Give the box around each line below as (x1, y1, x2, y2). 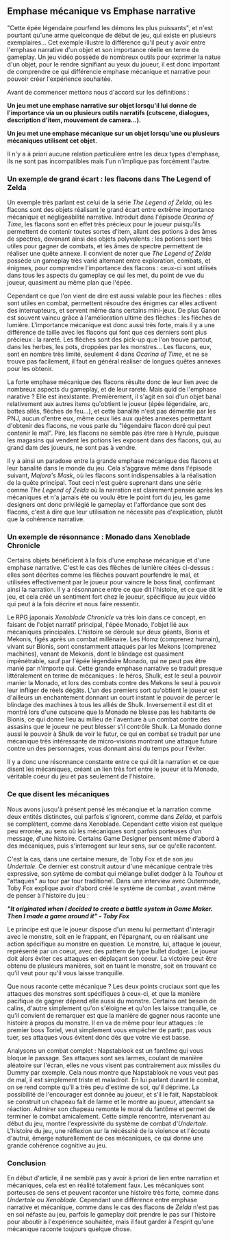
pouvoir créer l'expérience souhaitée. (7, 75, 113, 83)
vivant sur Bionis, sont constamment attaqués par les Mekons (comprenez (7, 643, 217, 651)
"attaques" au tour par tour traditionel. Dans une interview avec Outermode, (7, 877, 221, 885)
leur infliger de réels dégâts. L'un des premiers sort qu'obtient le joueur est (7, 686, 218, 695)
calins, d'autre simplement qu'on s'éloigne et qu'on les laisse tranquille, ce (7, 1004, 218, 1012)
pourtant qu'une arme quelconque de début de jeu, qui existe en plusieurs (7, 31, 217, 39)
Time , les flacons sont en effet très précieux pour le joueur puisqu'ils (7, 220, 201, 228)
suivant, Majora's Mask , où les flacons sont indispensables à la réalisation (7, 471, 217, 479)
